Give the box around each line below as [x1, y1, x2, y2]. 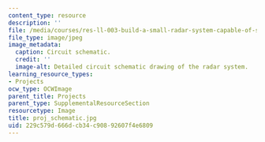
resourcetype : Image [8, 107, 77, 115]
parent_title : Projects [8, 92, 87, 100]
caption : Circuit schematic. [15, 48, 111, 56]
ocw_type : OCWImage [8, 84, 73, 93]
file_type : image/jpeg [8, 33, 83, 42]
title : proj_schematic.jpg [8, 114, 97, 122]
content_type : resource [8, 11, 87, 20]
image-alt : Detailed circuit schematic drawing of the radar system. [15, 63, 248, 71]
